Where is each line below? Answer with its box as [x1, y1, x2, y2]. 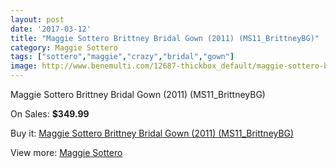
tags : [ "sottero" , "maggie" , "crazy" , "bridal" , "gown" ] [10, 52, 235, 62]
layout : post [10, 14, 65, 25]
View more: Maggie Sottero [10, 147, 123, 158]
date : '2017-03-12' [10, 24, 92, 34]
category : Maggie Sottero [10, 42, 118, 53]
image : [10, 61, 38, 71]
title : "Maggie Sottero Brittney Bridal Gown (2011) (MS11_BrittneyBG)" [10, 33, 320, 43]
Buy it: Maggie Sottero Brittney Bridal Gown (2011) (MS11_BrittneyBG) [10, 127, 295, 139]
